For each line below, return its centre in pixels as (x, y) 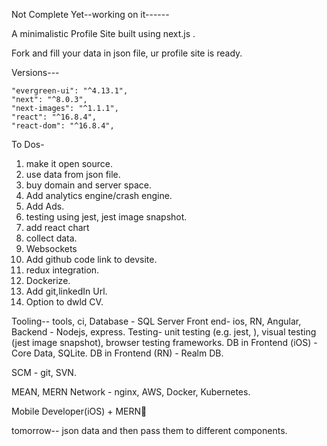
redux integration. (62, 270)
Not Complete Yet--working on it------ (90, 14)
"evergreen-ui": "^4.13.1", (70, 91)
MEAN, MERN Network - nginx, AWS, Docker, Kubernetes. (131, 392)
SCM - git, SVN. (44, 372)
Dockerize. (48, 280)
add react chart (57, 227)
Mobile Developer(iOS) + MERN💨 (79, 411)
